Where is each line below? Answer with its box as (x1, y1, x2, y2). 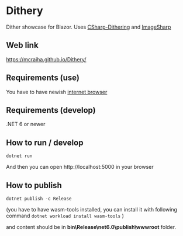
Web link (6, 40, 39, 50)
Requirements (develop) (6, 105, 96, 115)
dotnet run (6, 153, 33, 159)
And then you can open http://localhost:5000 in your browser (6, 164, 154, 171)
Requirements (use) (6, 73, 80, 83)
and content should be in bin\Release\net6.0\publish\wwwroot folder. (6, 224, 177, 230)
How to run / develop (6, 137, 84, 147)
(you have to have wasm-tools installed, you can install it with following (6, 206, 177, 213)
